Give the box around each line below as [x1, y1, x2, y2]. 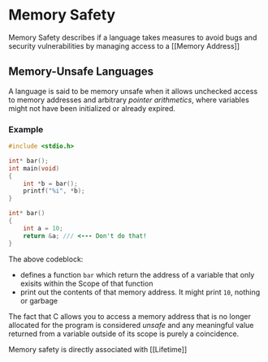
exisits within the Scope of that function [19, 278, 153, 288]
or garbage [19, 295, 58, 305]
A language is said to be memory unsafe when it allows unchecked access [8, 86, 258, 96]
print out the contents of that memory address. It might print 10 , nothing [19, 287, 261, 297]
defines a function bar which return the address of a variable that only [19, 269, 255, 279]
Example [8, 123, 44, 135]
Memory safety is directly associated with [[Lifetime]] [8, 344, 188, 354]
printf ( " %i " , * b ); [23, 187, 85, 196]
